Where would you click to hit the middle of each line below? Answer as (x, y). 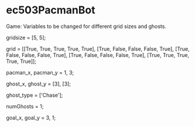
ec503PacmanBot (51, 10)
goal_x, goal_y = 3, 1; (31, 118)
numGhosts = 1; (25, 106)
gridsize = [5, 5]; (26, 37)
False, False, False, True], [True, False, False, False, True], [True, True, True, (97, 55)
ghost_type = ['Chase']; (35, 95)
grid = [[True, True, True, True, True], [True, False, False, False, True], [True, (98, 49)
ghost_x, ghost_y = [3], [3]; (39, 84)
